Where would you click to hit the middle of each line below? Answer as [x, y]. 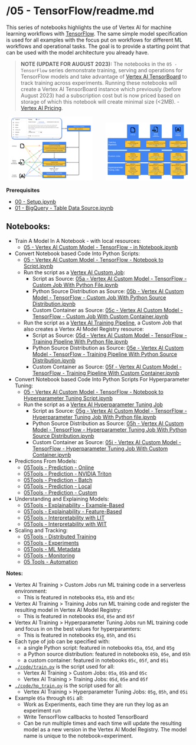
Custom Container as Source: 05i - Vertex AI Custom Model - [107, 442]
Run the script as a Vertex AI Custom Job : [74, 272]
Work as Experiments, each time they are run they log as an [96, 704]
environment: [31, 591]
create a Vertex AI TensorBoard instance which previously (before [101, 89]
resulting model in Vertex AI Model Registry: [68, 610]
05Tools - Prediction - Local [58, 486]
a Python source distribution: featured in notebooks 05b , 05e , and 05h [107, 654]
